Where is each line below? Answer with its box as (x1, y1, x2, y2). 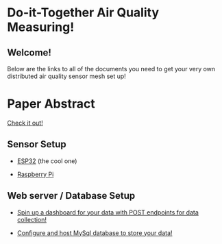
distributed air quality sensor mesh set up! (7, 72, 127, 80)
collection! (16, 215, 47, 223)
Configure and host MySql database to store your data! (16, 228, 173, 237)
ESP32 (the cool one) (16, 156, 77, 165)
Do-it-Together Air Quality (7, 5, 160, 21)
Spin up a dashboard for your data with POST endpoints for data (16, 208, 199, 217)
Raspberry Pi (16, 170, 54, 178)
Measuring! (7, 19, 75, 35)
